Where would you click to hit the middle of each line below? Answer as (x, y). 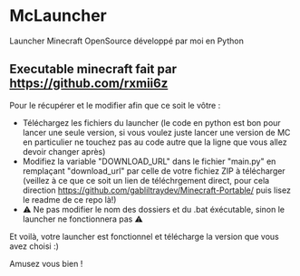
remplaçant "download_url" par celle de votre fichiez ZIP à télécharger (154, 171)
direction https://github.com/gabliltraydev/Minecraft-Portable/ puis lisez (157, 190)
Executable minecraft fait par (93, 69)
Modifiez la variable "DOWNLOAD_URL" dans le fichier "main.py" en (149, 161)
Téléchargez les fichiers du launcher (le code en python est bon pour (151, 122)
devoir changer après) (64, 151)
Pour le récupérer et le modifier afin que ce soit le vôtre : (115, 105)
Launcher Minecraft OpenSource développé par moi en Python (127, 41)
